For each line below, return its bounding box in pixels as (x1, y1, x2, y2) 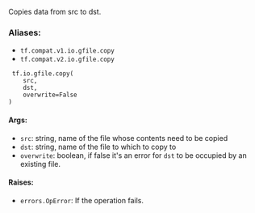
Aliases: (8, 27, 42, 38)
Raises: (8, 177, 34, 187)
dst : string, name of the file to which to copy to (19, 142, 177, 151)
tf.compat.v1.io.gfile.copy (19, 47, 115, 55)
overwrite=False (23, 91, 78, 100)
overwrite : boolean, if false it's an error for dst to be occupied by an (19, 150, 248, 160)
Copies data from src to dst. (8, 7, 102, 16)
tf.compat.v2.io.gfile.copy (19, 56, 115, 64)
